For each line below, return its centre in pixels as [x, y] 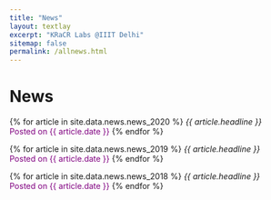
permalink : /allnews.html [58, 52]
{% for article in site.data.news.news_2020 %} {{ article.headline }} [135, 122]
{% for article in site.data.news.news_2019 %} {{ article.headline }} [135, 149]
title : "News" [36, 18]
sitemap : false [38, 43]
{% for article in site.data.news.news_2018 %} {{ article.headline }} [135, 176]
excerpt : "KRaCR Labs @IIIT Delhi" [77, 35]
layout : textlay [40, 26]
